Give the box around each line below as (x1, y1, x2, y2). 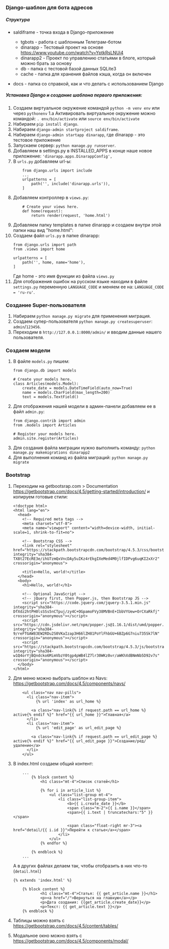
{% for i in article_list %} (40, 788, 101, 793)
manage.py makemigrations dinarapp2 (13, 450, 90, 455)
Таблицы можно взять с (13, 917, 65, 923)
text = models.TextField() (22, 394, 79, 400)
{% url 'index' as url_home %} (35, 699, 101, 704)
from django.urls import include (22, 168, 93, 173)
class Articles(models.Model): (13, 381, 79, 386)
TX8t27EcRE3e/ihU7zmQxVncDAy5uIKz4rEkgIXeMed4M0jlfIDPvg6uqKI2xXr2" (13, 556, 160, 561)
